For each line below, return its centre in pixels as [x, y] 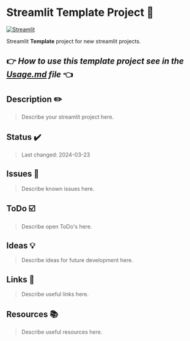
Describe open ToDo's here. [57, 226]
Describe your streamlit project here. [68, 117]
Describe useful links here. [55, 294]
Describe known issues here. [58, 188]
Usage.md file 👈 [40, 75]
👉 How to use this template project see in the [95, 61]
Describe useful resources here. [62, 332]
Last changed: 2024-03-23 [56, 155]
